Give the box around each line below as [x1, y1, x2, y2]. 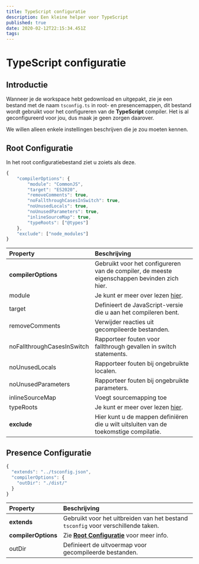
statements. [94, 350, 128, 358]
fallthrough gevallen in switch [94, 342, 176, 351]
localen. [94, 367, 117, 375]
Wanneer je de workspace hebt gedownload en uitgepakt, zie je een [6, 95, 173, 102]
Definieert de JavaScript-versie [94, 301, 184, 309]
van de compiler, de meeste [94, 267, 172, 275]
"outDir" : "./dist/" [17, 480, 68, 486]
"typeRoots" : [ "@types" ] [27, 220, 89, 226]
